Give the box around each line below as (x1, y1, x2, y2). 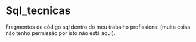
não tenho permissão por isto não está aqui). (5, 29, 116, 36)
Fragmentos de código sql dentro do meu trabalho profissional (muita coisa (5, 23, 191, 30)
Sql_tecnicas (5, 4, 71, 17)
